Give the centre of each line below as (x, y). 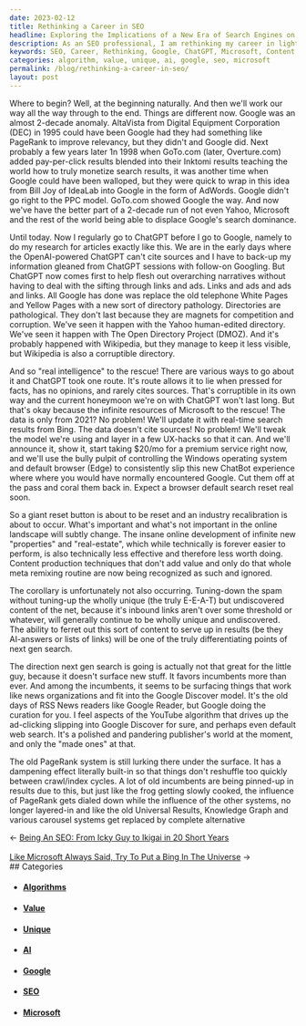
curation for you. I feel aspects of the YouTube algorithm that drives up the (149, 715)
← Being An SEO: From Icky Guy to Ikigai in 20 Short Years (119, 837)
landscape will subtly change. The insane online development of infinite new (153, 534)
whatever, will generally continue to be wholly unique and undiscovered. (145, 619)
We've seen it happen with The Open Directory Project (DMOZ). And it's (144, 334)
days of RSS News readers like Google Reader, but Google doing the (138, 705)
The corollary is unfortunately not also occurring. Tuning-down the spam (146, 590)
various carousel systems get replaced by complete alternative (127, 819)
